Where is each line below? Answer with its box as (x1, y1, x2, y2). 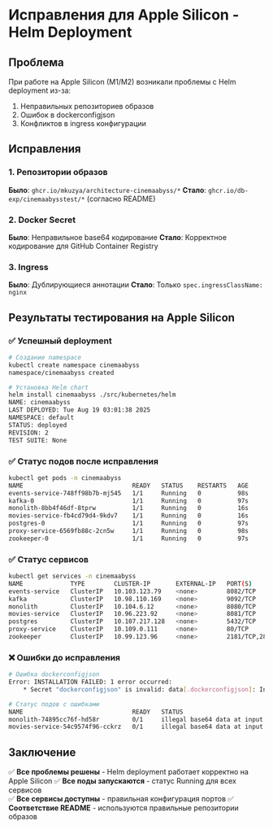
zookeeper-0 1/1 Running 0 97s (8, 534, 249, 543)
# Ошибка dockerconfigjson (8, 670, 100, 678)
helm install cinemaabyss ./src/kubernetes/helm (8, 391, 176, 399)
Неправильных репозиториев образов (19, 102, 154, 111)
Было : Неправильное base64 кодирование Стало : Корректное (8, 232, 227, 242)
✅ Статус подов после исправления (8, 456, 158, 467)
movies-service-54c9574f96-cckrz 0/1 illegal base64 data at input (8, 722, 264, 731)
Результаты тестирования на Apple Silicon (8, 311, 236, 325)
